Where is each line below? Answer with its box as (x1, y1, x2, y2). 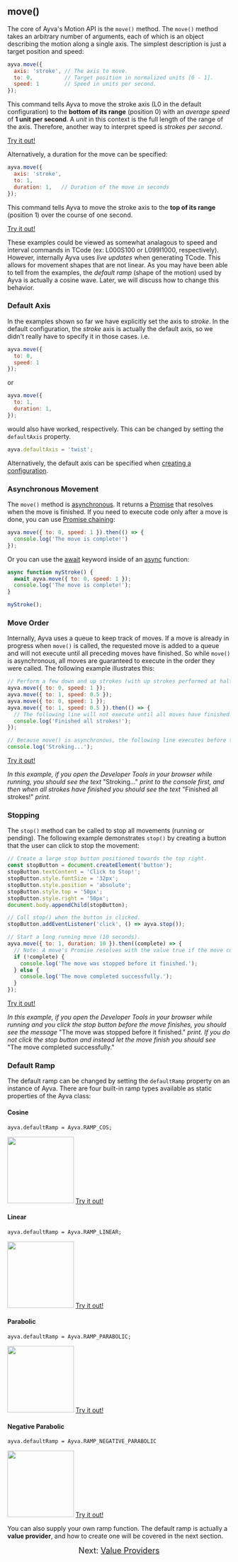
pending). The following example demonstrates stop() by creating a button (7, 834, 227, 842)
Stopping (7, 810, 40, 820)
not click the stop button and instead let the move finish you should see (7, 1035, 216, 1044)
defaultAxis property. (7, 432, 72, 440)
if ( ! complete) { (13, 953, 65, 960)
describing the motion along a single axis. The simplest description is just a (7, 39, 227, 48)
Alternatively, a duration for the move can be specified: (7, 150, 168, 159)
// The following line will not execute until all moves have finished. (13, 710, 233, 718)
